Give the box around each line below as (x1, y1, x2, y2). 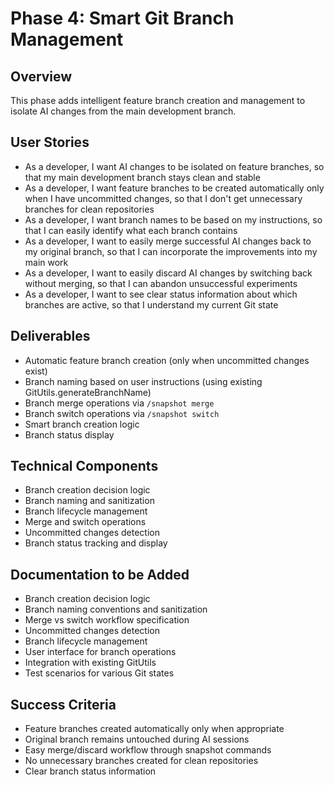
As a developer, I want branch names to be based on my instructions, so (24, 213, 323, 226)
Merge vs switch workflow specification (24, 614, 190, 626)
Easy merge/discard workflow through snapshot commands (24, 744, 272, 756)
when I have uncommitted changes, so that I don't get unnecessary (24, 192, 303, 204)
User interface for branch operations (24, 646, 177, 658)
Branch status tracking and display (24, 537, 168, 549)
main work (24, 256, 69, 268)
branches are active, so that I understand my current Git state (24, 298, 279, 311)
